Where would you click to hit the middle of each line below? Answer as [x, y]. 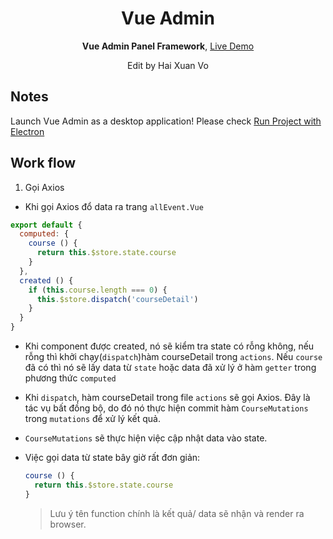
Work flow [43, 163]
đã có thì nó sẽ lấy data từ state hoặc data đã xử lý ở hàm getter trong [170, 368]
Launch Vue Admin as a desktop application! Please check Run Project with [166, 121]
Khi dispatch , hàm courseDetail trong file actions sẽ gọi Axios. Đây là [167, 398]
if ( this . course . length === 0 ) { [98, 290]
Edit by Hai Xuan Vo [168, 65]
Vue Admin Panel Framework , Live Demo [168, 46]
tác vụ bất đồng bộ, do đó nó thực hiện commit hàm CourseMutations [166, 408]
